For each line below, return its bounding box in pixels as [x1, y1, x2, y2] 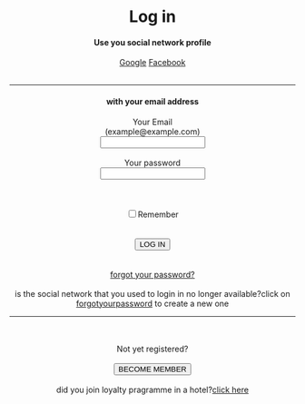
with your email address [105, 95, 200, 106]
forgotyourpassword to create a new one [75, 298, 230, 309]
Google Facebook [119, 57, 186, 68]
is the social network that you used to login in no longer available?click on [15, 288, 290, 299]
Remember [137, 209, 179, 220]
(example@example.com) [104, 125, 201, 137]
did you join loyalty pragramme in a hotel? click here [55, 384, 250, 395]
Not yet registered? [116, 343, 189, 354]
